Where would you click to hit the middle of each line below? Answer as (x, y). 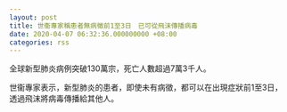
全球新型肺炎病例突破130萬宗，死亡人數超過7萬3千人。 (110, 68)
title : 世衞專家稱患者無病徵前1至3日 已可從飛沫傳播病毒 (103, 26)
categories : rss (39, 42)
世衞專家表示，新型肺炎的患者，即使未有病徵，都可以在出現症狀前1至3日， (146, 88)
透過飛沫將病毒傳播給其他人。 (64, 99)
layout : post (33, 17)
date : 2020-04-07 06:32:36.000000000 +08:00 (93, 34)
